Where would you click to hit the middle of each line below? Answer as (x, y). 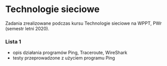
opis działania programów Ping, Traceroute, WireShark (70, 53)
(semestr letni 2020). (27, 28)
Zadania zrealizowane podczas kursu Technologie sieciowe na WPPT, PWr (83, 23)
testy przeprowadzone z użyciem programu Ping (64, 58)
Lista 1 (13, 41)
